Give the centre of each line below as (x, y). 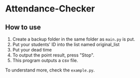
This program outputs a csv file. (45, 60)
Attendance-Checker (50, 9)
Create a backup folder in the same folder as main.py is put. (74, 39)
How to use (23, 27)
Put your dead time (32, 50)
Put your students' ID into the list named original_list (66, 44)
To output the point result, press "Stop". (53, 55)
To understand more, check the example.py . (50, 70)
